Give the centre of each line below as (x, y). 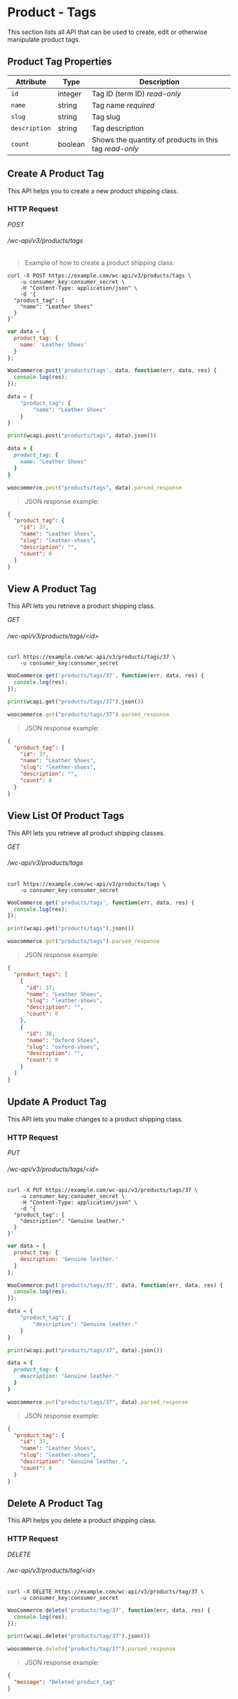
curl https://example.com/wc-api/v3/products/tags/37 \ (91, 657)
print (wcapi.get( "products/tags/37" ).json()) (75, 702)
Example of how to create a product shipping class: (100, 263)
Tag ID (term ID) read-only (136, 94)
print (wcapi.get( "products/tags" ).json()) (71, 929)
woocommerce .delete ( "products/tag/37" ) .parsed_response (91, 1649)
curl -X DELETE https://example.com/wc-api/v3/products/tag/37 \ (106, 1591)
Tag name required (123, 105)
